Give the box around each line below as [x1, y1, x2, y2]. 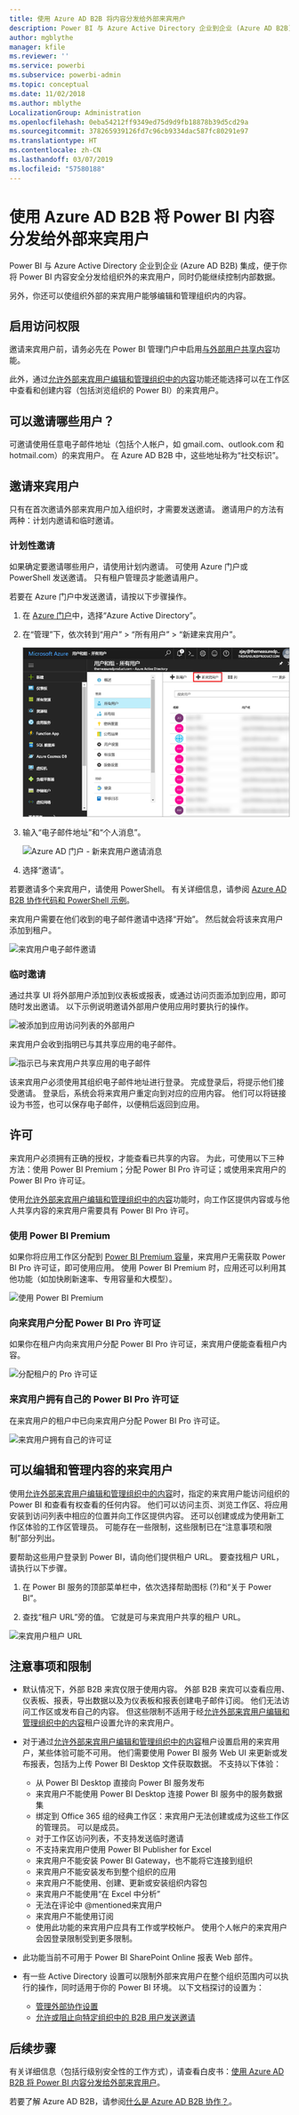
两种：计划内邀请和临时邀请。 [9, 515, 118, 525]
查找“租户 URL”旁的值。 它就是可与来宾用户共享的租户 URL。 [21, 1611, 246, 1622]
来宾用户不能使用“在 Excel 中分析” [35, 1889, 161, 1900]
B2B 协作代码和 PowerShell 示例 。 [9, 894, 135, 905]
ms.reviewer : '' [9, 52, 69, 61]
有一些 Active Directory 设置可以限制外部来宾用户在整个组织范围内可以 [21, 1971, 281, 1982]
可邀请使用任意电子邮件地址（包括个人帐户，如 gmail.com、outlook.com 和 [9, 439, 285, 449]
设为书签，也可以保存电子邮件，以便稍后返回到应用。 [9, 1099, 205, 1110]
